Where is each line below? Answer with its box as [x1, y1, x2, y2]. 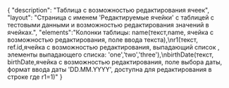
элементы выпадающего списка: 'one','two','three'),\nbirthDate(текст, [7, 50, 213, 59]
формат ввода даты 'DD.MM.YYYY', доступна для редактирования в [7, 66, 212, 73]
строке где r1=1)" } [7, 73, 63, 81]
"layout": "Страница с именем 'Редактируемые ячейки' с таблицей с [7, 13, 215, 22]
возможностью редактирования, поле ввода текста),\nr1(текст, [7, 36, 199, 44]
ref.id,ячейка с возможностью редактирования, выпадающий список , [7, 43, 220, 51]
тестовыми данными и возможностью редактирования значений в [7, 21, 209, 29]
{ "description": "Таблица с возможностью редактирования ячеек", [7, 6, 210, 14]
